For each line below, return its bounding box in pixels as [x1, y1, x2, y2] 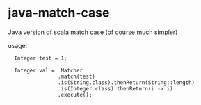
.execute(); [57, 91, 93, 98]
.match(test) [57, 73, 96, 80]
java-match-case [8, 5, 110, 21]
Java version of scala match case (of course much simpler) [8, 28, 178, 36]
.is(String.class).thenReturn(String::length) [57, 79, 195, 86]
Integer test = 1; [14, 54, 68, 62]
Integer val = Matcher [14, 67, 83, 74]
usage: [8, 41, 28, 49]
